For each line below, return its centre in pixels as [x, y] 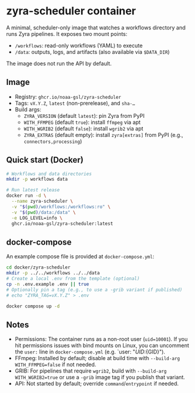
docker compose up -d [33, 306]
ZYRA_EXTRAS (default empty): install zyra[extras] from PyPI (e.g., [103, 135]
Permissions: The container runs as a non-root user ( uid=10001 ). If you [101, 339]
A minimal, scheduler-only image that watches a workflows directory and [96, 28]
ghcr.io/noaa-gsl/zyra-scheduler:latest [62, 223]
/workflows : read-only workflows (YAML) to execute [79, 45]
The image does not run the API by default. [59, 63]
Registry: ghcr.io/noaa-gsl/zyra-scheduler [68, 96]
